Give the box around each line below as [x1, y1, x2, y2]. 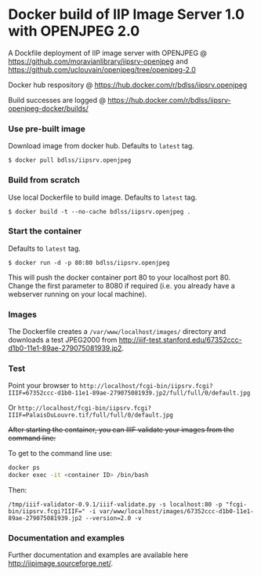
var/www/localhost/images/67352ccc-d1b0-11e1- [99, 508, 255, 515]
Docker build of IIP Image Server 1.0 [8, 6, 245, 24]
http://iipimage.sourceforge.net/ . [8, 559, 114, 568]
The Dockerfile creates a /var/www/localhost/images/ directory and [8, 327, 226, 336]
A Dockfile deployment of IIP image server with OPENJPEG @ [8, 48, 208, 57]
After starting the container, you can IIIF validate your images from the [8, 425, 234, 435]
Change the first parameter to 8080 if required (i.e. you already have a [8, 281, 235, 290]
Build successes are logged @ [8, 95, 106, 105]
